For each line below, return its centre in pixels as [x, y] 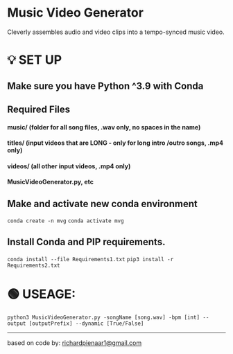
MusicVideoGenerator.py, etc [50, 182]
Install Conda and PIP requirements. [86, 242]
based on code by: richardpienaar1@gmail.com [75, 343]
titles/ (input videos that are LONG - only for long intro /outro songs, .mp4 [115, 143]
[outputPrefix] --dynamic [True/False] [86, 324]
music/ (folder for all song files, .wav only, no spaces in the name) [104, 127]
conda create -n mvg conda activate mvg [66, 221]
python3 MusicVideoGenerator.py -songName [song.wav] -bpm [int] [103, 317]
